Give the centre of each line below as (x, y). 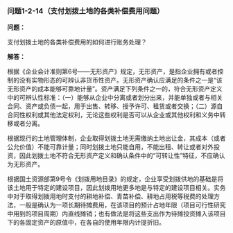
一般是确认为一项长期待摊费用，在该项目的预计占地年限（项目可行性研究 (122, 205)
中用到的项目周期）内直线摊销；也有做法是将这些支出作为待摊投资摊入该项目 (116, 214)
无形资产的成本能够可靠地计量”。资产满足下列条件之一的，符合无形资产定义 (115, 89)
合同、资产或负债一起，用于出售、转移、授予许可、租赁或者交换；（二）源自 (115, 106)
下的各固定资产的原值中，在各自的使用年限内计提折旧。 (86, 223)
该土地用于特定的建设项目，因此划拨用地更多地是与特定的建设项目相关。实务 (116, 188)
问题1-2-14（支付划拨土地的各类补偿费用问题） (86, 10)
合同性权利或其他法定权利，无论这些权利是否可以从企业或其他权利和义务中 (113, 115)
